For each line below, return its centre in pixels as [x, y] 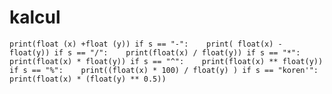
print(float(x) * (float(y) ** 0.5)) [88, 79]
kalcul [35, 17]
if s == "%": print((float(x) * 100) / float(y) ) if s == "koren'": [164, 70]
